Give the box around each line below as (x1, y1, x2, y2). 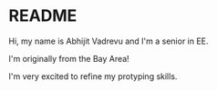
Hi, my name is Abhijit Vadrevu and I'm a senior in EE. (8, 35, 209, 46)
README (8, 5, 77, 26)
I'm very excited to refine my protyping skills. (8, 70, 178, 82)
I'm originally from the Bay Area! (8, 53, 129, 64)
